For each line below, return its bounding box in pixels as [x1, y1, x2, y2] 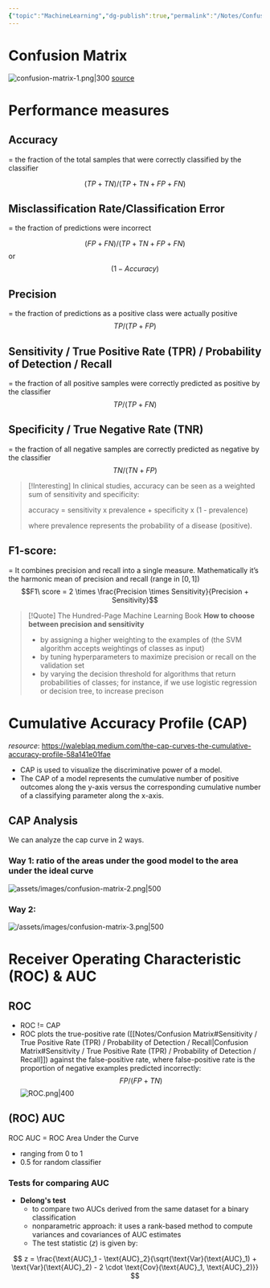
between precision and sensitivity [27, 619, 145, 628]
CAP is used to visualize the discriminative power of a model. [19, 765, 223, 775]
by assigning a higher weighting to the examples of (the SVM [39, 635, 243, 644]
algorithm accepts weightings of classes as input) [39, 643, 205, 652]
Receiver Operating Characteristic [8, 950, 242, 969]
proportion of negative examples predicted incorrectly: [19, 1063, 202, 1072]
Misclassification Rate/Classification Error [8, 202, 225, 216]
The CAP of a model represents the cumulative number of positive [19, 773, 239, 783]
